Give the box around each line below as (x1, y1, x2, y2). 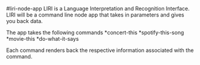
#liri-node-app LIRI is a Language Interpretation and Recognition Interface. (6, 5, 190, 12)
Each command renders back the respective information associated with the (6, 47, 194, 54)
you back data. (6, 18, 43, 24)
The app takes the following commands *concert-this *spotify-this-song (6, 29, 184, 36)
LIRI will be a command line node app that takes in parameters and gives (6, 11, 184, 18)
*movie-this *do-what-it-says (6, 35, 79, 42)
